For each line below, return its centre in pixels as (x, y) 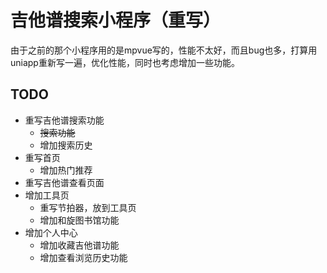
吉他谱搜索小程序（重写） (116, 20)
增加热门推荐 (66, 170)
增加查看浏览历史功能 (83, 257)
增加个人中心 (51, 232)
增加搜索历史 (66, 145)
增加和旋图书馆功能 (79, 220)
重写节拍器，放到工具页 (88, 207)
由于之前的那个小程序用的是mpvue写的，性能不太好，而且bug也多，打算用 (164, 50)
